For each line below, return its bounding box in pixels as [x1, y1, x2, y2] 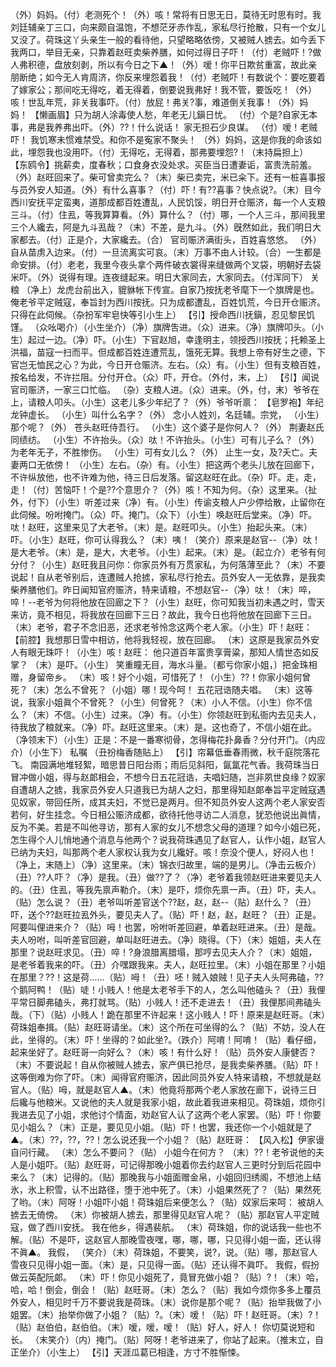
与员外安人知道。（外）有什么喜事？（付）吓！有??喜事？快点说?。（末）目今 [10, 184, 322, 195]
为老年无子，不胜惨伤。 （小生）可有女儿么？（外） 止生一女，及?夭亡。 [10, 446, 310, 458]
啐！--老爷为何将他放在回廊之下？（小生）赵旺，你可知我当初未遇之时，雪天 [10, 596, 325, 608]
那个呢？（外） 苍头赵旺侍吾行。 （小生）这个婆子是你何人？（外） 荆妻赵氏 [10, 421, 325, 433]
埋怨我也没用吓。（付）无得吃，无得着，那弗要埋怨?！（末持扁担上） [27, 146, 309, 158]
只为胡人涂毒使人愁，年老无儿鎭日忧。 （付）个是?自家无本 [73, 109, 318, 120]
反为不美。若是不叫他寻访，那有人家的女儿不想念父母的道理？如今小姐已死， [10, 821, 326, 833]
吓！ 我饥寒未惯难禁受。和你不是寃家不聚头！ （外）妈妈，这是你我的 [10, 134, 296, 145]
